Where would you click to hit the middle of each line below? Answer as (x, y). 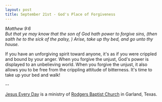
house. (12, 44)
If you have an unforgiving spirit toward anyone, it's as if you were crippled (81, 54)
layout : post (18, 10)
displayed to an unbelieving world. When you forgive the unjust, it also (76, 64)
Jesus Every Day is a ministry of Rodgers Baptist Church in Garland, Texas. (81, 94)
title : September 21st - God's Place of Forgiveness (60, 14)
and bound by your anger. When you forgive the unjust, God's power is (77, 59)
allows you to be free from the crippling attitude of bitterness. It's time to (79, 69)
